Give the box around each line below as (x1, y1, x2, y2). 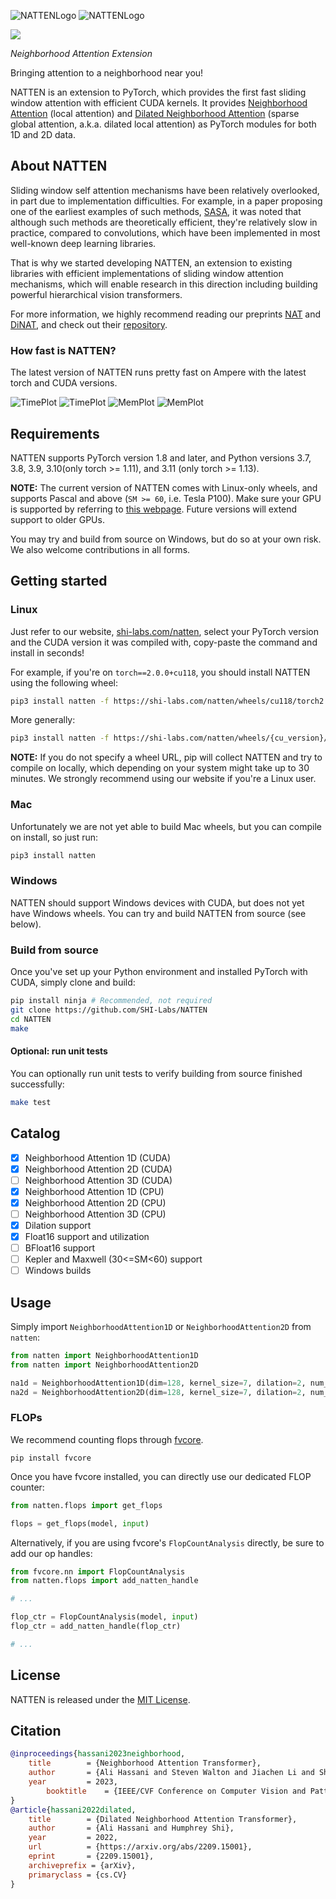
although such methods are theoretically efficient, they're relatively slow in (10, 216, 318, 228)
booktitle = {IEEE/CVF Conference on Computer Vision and (46, 1786, 307, 1796)
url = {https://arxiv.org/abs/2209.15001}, (28, 1842, 253, 1852)
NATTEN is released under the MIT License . (10, 1693, 191, 1705)
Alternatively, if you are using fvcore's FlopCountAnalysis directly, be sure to (10, 1536, 325, 1549)
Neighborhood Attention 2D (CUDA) (24, 1163, 173, 1175)
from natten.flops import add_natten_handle (10, 1576, 199, 1586)
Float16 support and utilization (24, 1230, 150, 1242)
